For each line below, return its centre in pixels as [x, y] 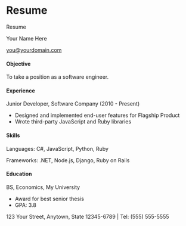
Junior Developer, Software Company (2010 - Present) [73, 104]
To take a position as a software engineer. [58, 77]
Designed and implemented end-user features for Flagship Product [97, 115]
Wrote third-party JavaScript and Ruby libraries [73, 122]
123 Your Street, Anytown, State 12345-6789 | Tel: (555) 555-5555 [88, 216]
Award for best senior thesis [49, 199]
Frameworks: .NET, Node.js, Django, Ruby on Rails [68, 160]
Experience [21, 91]
